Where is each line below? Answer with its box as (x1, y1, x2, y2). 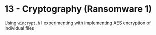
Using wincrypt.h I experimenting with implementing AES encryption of (4, 20, 151, 26)
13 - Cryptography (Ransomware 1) (4, 3, 152, 15)
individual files (4, 25, 34, 31)
